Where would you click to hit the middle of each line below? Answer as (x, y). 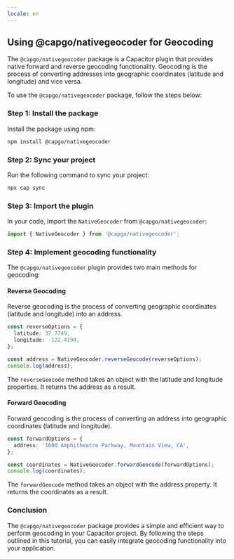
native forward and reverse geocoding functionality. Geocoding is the (108, 67)
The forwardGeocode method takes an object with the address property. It (112, 484)
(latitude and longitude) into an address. (65, 314)
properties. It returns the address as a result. (72, 387)
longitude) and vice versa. (45, 82)
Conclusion (27, 510)
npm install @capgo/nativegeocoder (59, 141)
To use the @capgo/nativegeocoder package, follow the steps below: (105, 95)
